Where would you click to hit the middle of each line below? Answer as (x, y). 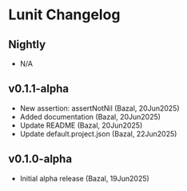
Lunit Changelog (64, 15)
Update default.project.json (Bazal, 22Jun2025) (98, 133)
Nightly (27, 45)
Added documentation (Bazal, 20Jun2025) (90, 116)
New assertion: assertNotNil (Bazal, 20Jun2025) (99, 108)
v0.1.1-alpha (39, 89)
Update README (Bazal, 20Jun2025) (81, 125)
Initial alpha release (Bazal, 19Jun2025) (84, 178)
